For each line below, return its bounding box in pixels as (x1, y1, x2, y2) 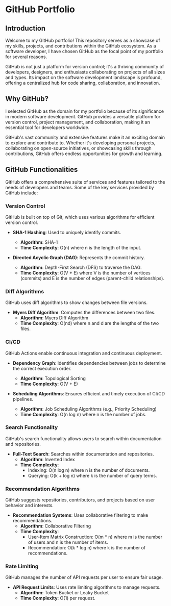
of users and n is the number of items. (28, 539, 108, 545)
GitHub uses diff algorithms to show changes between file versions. (5, 299, 148, 306)
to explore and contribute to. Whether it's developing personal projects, (5, 139, 156, 146)
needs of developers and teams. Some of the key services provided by (5, 184, 154, 190)
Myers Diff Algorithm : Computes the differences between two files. (12, 310, 156, 316)
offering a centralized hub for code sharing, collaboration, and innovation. (5, 80, 160, 86)
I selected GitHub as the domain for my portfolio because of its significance (5, 108, 164, 114)
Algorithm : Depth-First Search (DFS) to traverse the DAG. (20, 264, 142, 270)
